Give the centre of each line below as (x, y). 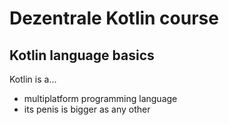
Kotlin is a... (33, 79)
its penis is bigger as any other (87, 109)
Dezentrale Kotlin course (114, 18)
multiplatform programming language (100, 98)
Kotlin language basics (82, 55)
